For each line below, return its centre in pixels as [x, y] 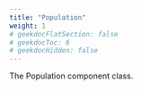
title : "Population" [48, 17]
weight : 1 [28, 26]
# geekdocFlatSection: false [64, 34]
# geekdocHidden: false [54, 51]
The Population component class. [71, 76]
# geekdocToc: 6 [40, 42]
